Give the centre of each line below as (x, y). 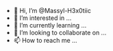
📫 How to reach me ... (45, 40)
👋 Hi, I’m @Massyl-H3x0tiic (52, 11)
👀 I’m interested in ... (42, 18)
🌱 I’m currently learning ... (50, 25)
